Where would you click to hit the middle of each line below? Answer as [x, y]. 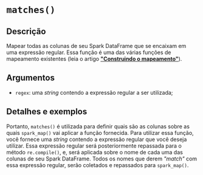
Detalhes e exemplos [47, 112]
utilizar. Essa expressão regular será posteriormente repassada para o [94, 146]
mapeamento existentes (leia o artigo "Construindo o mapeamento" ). [94, 59]
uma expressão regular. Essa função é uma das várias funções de [89, 52]
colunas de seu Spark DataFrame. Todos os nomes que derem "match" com [102, 159]
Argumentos [30, 78]
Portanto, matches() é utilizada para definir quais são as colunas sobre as [98, 126]
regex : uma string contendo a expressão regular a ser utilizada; [94, 92]
